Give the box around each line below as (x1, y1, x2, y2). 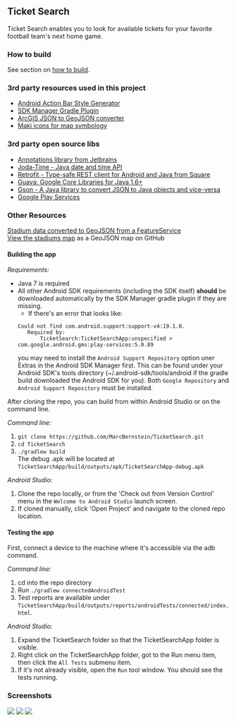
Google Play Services (17, 192, 80, 201)
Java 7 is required (17, 279, 70, 288)
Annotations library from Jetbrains (17, 155, 118, 164)
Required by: (27, 329, 66, 336)
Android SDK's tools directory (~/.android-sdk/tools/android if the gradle (17, 369, 229, 377)
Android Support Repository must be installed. (17, 384, 154, 392)
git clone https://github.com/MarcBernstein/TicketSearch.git (17, 434, 204, 441)
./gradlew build (17, 448, 66, 455)
